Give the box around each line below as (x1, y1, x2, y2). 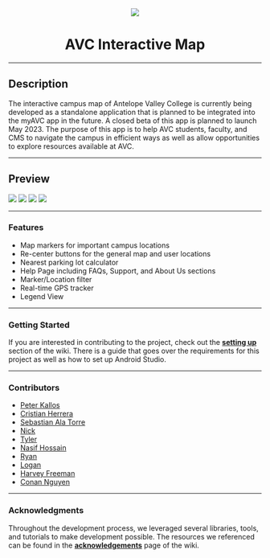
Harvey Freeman (19, 469, 76, 478)
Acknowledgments (8, 505, 84, 516)
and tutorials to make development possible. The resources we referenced (8, 531, 255, 541)
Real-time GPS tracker (19, 283, 94, 293)
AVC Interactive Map (64, 35, 206, 54)
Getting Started (8, 319, 70, 330)
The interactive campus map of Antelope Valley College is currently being (8, 98, 252, 108)
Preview (8, 172, 51, 186)
